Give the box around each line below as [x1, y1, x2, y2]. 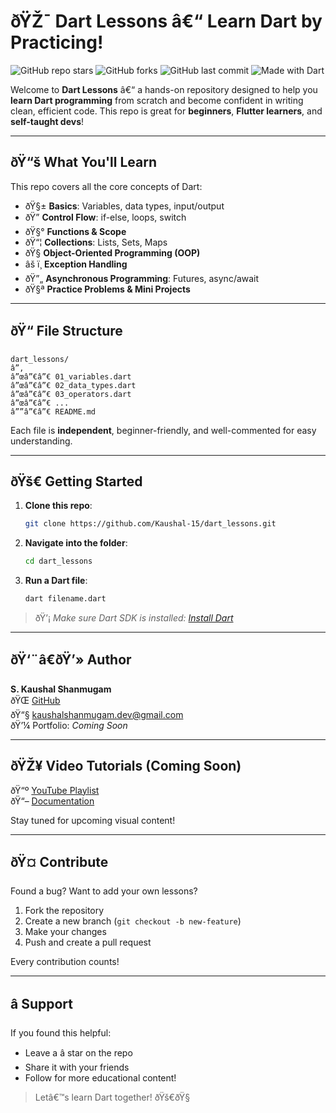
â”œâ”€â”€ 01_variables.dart [10, 371, 132, 382]
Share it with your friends [24, 1061, 130, 1074]
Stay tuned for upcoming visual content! [10, 814, 176, 826]
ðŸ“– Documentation [10, 795, 95, 807]
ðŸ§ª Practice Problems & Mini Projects [24, 283, 191, 295]
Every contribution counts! [10, 956, 120, 968]
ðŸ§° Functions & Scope [24, 225, 127, 237]
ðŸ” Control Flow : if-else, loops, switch [24, 211, 187, 223]
